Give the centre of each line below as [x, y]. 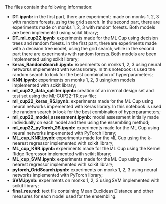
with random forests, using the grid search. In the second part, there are [86, 22]
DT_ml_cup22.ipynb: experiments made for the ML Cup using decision [85, 38]
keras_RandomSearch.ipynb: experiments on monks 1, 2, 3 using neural [86, 64]
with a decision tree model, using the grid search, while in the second [83, 48]
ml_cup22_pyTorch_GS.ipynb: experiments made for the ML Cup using [85, 128]
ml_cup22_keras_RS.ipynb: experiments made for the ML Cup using [83, 101]
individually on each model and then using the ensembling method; [81, 122]
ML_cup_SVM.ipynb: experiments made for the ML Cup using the [80, 159]
